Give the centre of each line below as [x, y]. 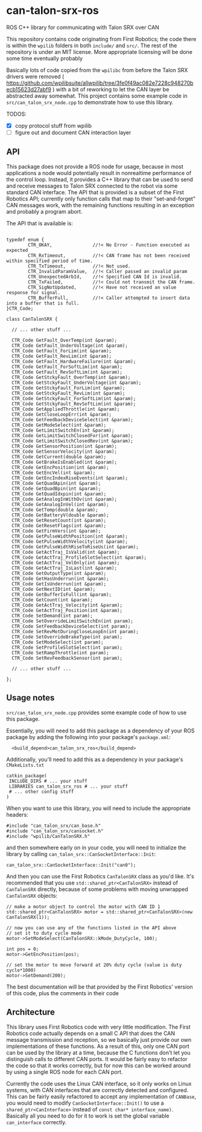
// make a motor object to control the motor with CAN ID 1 [84, 907]
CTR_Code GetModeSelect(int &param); [59, 425]
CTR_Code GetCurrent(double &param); [59, 457]
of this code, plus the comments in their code [63, 993]
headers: [17, 814]
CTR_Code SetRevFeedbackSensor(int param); [67, 658]
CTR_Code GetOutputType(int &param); [59, 573]
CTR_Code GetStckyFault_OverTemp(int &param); [71, 377]
